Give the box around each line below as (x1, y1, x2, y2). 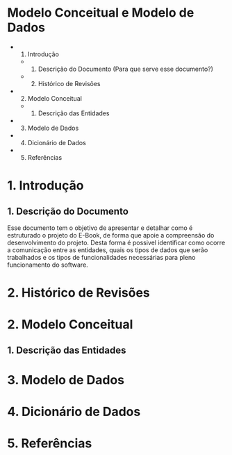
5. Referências (7, 436, 92, 452)
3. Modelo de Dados (7, 372, 125, 388)
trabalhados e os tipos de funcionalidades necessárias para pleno (7, 253, 196, 261)
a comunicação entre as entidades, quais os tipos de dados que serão (7, 245, 208, 254)
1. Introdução (7, 178, 84, 194)
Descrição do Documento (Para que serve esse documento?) (38, 65, 214, 73)
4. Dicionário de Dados (7, 404, 141, 420)
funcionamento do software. (7, 260, 88, 269)
